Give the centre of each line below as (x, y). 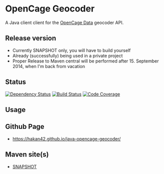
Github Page (25, 127)
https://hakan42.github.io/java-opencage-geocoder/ (66, 138)
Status (16, 82)
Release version (31, 38)
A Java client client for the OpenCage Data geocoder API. (64, 22)
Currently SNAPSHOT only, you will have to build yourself (71, 50)
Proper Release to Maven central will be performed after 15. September (85, 61)
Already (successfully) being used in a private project (67, 55)
